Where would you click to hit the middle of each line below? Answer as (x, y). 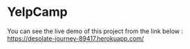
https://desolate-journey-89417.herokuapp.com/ (76, 38)
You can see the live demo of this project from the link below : (95, 31)
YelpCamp (37, 12)
